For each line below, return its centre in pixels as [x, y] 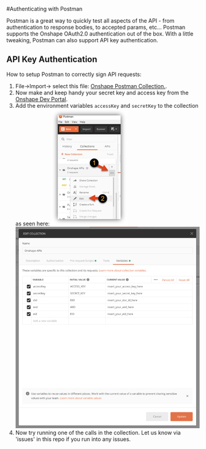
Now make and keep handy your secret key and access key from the [102, 92]
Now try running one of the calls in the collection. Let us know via [98, 432]
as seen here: [32, 224]
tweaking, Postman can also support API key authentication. [82, 40]
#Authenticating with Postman [44, 9]
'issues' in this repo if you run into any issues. [73, 439]
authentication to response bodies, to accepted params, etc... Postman [96, 27]
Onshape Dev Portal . [41, 99]
